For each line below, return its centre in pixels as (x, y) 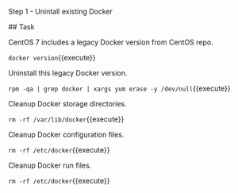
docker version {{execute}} (52, 58)
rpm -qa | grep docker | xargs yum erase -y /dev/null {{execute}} (120, 88)
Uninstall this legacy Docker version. (68, 73)
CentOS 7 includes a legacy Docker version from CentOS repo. (111, 42)
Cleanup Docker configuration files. (66, 135)
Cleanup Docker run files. (50, 165)
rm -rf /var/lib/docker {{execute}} (66, 119)
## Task (21, 27)
